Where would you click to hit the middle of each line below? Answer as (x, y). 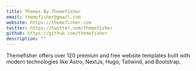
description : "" (26, 39)
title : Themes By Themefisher (44, 11)
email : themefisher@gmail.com (44, 17)
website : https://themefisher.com (49, 22)
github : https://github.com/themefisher (57, 33)
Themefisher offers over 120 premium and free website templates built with (98, 55)
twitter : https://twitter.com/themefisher (59, 28)
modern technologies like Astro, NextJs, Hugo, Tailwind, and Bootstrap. (94, 62)
